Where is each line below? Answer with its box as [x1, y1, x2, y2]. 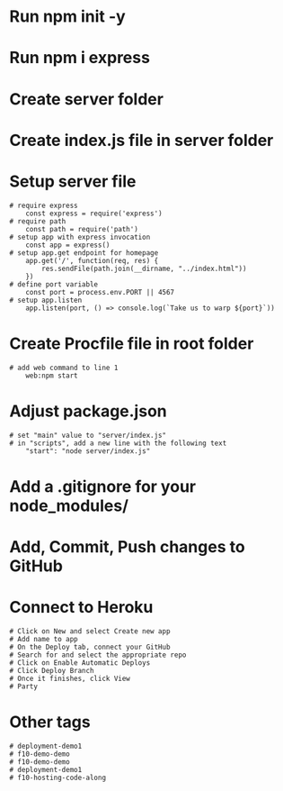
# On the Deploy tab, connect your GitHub [9, 642, 171, 651]
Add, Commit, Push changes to [9, 536, 245, 557]
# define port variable [9, 279, 99, 289]
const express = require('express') [25, 209, 164, 218]
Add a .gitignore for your [9, 476, 196, 496]
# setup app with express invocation [9, 232, 151, 241]
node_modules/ [9, 496, 128, 515]
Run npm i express [9, 48, 151, 68]
